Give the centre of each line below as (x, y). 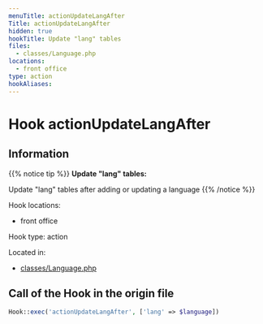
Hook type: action (38, 236)
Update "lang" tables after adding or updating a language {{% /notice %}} (132, 189)
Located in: (27, 252)
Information (39, 154)
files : (19, 46)
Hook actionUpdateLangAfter (110, 124)
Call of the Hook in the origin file (91, 293)
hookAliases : (30, 84)
